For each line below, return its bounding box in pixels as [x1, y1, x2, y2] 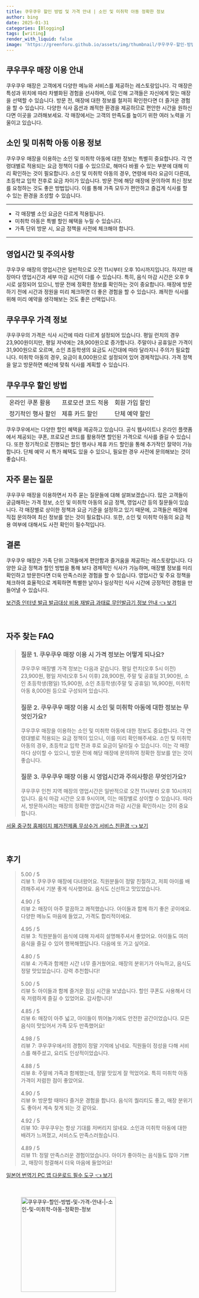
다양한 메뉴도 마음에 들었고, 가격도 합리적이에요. [20, 913, 132, 920]
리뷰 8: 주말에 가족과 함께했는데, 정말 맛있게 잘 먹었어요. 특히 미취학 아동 [20, 1069, 188, 1077]
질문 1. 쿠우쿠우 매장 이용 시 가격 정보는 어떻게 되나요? [20, 650, 165, 658]
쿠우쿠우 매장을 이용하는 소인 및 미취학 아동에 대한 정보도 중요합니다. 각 [20, 727, 185, 734]
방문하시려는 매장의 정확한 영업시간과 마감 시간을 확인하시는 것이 [28, 802, 178, 809]
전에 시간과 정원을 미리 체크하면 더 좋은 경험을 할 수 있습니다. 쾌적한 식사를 [17, 288, 190, 295]
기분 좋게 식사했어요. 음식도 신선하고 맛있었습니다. [46, 885, 162, 892]
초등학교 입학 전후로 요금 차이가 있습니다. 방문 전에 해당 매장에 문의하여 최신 [6, 177, 182, 184]
